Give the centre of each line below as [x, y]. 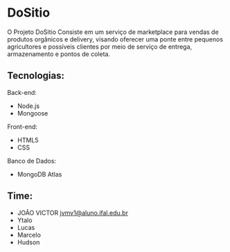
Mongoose [33, 113]
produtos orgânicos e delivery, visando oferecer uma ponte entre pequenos [115, 39]
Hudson [28, 242]
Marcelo [29, 235]
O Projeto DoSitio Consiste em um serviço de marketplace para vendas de [113, 32]
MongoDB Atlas [39, 174]
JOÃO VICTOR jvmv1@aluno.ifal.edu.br [72, 213]
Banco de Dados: [32, 161]
